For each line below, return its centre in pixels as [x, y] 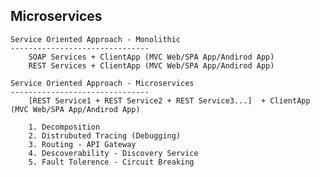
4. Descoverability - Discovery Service [113, 153]
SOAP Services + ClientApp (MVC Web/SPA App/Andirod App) [151, 57]
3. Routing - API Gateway [82, 144]
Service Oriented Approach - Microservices [102, 83]
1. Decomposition [64, 127]
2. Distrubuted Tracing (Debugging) [105, 135]
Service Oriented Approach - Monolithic [96, 39]
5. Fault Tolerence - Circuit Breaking [111, 162]
